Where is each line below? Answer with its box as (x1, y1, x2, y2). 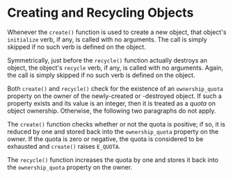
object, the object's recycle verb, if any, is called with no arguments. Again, (7, 63, 224, 72)
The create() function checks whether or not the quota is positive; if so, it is (7, 120, 226, 128)
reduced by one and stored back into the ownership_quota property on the (7, 127, 219, 136)
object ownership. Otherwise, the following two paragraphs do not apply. (7, 106, 216, 115)
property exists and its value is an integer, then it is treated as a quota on (7, 99, 216, 107)
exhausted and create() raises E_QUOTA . (7, 142, 120, 150)
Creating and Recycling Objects (7, 5, 194, 21)
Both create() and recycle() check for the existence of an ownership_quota (7, 84, 224, 92)
